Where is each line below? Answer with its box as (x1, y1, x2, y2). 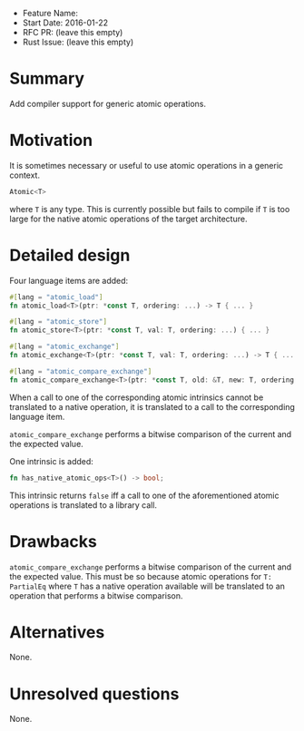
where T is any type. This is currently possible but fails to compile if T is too (9, 203, 290, 214)
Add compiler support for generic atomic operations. (9, 98, 207, 109)
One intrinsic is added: (9, 455, 93, 466)
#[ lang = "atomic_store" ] (9, 317, 107, 327)
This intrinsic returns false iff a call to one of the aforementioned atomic (9, 490, 279, 501)
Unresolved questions (9, 684, 180, 704)
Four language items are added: (9, 275, 129, 286)
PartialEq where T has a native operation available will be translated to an (9, 580, 286, 591)
